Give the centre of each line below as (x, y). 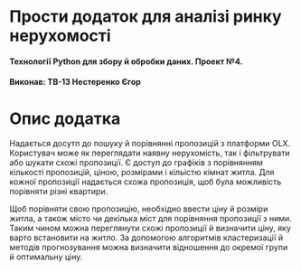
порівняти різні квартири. (59, 192)
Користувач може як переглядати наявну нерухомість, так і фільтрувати (150, 153)
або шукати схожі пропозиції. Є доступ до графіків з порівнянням (136, 163)
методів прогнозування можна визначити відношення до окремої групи (149, 248)
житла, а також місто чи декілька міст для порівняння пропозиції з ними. (150, 219)
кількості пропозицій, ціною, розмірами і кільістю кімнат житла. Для (142, 173)
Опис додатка (65, 118)
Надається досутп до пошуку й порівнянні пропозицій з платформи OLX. (150, 144)
